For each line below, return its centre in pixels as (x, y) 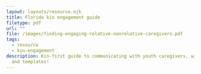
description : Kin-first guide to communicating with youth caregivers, (97, 56)
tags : (13, 39)
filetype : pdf (24, 23)
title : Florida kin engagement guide (53, 17)
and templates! (31, 61)
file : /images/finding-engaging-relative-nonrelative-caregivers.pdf (95, 34)
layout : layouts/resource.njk (44, 12)
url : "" (16, 28)
